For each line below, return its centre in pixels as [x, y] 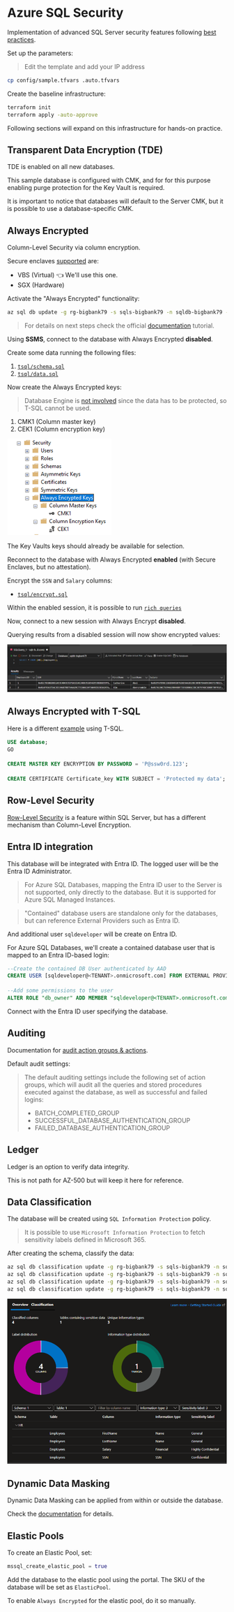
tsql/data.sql [38, 374]
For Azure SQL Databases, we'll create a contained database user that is [111, 947]
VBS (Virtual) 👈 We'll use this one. [68, 275]
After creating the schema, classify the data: [71, 1253]
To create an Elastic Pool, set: [50, 1553]
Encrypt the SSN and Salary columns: [60, 580]
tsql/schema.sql [41, 367]
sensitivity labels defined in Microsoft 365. [85, 1240]
